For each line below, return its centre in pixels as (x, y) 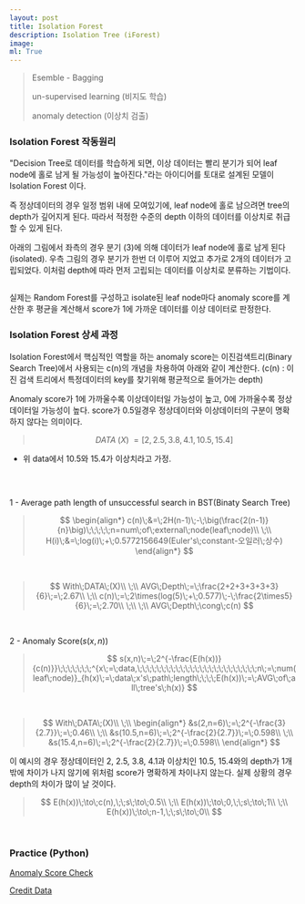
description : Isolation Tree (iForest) (85, 35)
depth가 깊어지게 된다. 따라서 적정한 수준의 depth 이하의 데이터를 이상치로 (142, 217)
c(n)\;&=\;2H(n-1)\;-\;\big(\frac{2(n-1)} (198, 519)
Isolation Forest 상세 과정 (64, 335)
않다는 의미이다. (54, 421)
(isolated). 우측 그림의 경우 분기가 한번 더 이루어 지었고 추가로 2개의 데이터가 (146, 259)
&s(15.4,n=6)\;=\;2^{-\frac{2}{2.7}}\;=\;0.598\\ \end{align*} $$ (164, 742)
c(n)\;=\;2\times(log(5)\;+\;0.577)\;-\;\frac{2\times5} (196, 596)
